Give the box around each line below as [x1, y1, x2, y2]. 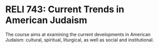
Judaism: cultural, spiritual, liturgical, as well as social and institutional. [5, 37, 154, 43]
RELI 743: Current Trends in [5, 4, 124, 15]
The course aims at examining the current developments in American [5, 31, 151, 37]
